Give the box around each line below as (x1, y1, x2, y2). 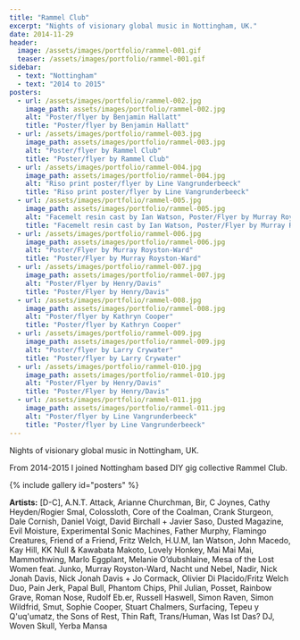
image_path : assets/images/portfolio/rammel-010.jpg (25, 370, 226, 380)
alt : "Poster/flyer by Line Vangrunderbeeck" (25, 412, 198, 421)
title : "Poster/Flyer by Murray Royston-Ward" (25, 254, 202, 264)
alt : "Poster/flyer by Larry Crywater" (25, 345, 174, 354)
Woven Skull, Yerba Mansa (9, 620, 108, 631)
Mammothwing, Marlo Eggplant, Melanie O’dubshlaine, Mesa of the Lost (9, 553, 275, 564)
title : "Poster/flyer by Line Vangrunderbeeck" (25, 420, 205, 429)
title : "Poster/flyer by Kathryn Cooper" (25, 321, 181, 330)
